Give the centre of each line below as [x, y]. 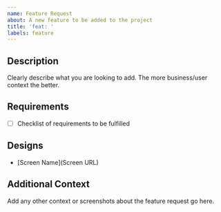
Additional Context [48, 184]
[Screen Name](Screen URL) [58, 162]
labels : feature [30, 33]
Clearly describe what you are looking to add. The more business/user [107, 78]
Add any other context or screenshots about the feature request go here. [111, 201]
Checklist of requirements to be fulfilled [73, 123]
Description [33, 61]
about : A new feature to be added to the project [80, 20]
